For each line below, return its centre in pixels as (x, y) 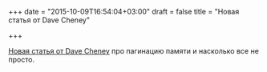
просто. (21, 60)
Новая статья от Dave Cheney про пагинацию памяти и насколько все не (133, 51)
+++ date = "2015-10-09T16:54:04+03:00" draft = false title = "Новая (124, 12)
